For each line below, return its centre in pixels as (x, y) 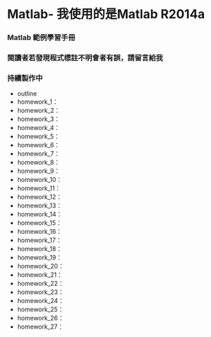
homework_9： (38, 171)
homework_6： (38, 145)
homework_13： (39, 206)
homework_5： (38, 136)
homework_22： (40, 284)
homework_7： (38, 154)
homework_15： (39, 223)
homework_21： (40, 275)
